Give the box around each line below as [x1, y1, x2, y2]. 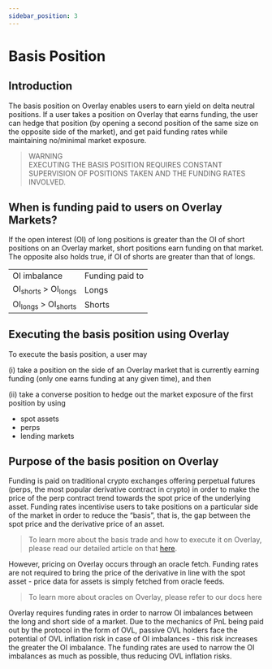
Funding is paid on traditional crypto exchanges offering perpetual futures [8, 476, 256, 486]
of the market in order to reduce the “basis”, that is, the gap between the [8, 510, 251, 520]
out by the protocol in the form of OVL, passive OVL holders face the [8, 625, 238, 635]
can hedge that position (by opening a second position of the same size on [8, 118, 259, 128]
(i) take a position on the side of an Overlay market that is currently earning [8, 365, 260, 375]
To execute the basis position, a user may [8, 349, 148, 358]
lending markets [19, 431, 75, 441]
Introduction [8, 79, 73, 93]
